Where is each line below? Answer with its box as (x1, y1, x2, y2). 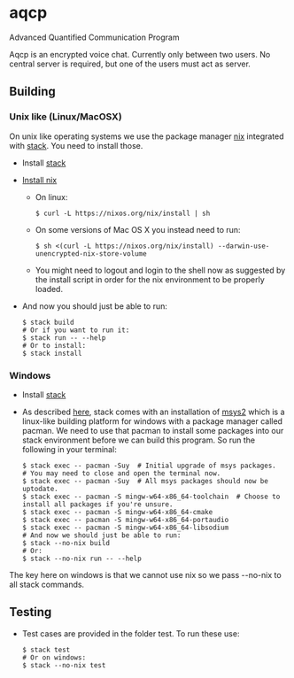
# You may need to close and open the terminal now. (21, 468, 221, 478)
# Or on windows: (21, 653, 87, 662)
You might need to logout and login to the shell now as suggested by (35, 265, 286, 275)
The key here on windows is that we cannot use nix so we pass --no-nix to (9, 569, 282, 580)
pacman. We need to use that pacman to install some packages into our (21, 425, 284, 435)
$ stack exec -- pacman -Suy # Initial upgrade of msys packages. (21, 461, 276, 470)
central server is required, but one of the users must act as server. (9, 58, 251, 69)
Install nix (21, 174, 58, 185)
